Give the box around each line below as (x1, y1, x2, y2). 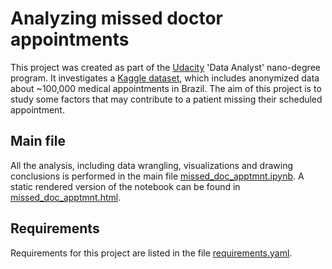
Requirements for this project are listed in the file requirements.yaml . (10, 247, 293, 259)
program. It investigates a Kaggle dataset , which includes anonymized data (10, 72, 320, 84)
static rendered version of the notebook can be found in (10, 180, 241, 192)
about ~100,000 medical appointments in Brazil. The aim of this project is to (10, 82, 322, 94)
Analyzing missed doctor (10, 7, 224, 30)
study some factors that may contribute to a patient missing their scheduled (10, 93, 323, 105)
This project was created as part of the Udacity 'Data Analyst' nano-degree (10, 61, 321, 73)
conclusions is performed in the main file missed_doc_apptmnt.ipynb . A (10, 170, 305, 182)
